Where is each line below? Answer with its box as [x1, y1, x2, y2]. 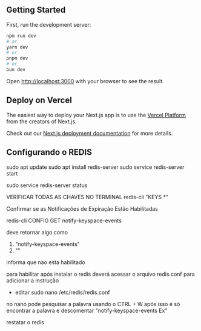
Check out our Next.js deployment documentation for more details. [6, 129, 173, 137]
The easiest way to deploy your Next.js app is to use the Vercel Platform [6, 111, 186, 118]
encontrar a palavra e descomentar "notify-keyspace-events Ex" [6, 307, 168, 314]
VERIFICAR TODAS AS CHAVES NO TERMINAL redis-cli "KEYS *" [6, 193, 168, 200]
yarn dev [6, 44, 28, 50]
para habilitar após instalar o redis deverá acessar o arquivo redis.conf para [6, 270, 195, 278]
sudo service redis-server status [6, 182, 88, 189]
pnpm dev [6, 55, 28, 61]
